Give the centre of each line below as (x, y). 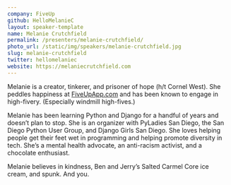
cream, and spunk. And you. (48, 174)
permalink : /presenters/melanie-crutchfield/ (75, 40)
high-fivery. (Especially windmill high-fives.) (71, 101)
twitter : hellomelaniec (42, 60)
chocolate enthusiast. (39, 153)
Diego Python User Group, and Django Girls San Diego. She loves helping (114, 130)
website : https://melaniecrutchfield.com (69, 66)
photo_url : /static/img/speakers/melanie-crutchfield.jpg (94, 47)
